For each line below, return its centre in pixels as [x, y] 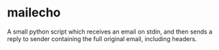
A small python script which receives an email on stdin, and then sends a [110, 32]
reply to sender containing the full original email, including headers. [102, 38]
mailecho [34, 13]
